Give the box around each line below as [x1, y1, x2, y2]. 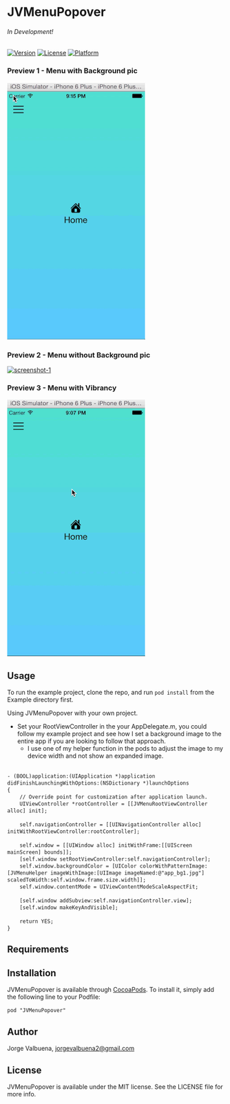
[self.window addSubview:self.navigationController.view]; [19, 897, 193, 904]
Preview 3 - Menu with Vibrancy [7, 383, 117, 393]
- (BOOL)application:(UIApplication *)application [7, 773, 156, 780]
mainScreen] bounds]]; [7, 849, 72, 856]
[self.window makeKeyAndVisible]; [19, 904, 118, 911]
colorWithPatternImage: [139, 863, 208, 870]
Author [7, 1026, 38, 1038]
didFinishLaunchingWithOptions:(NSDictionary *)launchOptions [7, 780, 189, 787]
